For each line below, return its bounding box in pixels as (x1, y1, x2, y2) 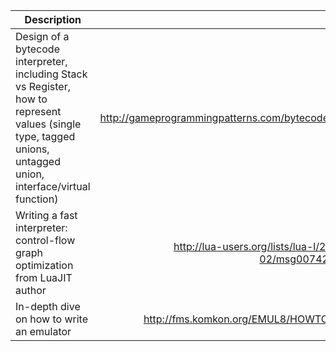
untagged (15, 155, 61, 168)
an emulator (15, 325, 72, 338)
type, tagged (15, 130, 76, 143)
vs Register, (15, 80, 71, 93)
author (15, 284, 47, 297)
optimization (15, 259, 74, 272)
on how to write (15, 312, 89, 326)
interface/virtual (15, 180, 91, 193)
